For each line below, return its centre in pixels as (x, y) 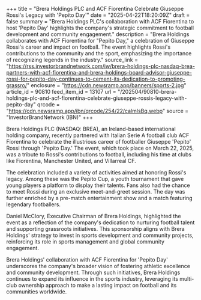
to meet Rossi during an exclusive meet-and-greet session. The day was (96, 191)
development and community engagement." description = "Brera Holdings (98, 34)
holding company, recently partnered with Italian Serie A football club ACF (98, 135)
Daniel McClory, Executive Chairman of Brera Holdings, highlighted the (94, 216)
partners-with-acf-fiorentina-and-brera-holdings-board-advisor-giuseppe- (99, 72)
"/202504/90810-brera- (147, 92)
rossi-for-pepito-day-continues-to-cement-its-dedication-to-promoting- (96, 79)
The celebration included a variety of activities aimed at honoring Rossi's (96, 173)
